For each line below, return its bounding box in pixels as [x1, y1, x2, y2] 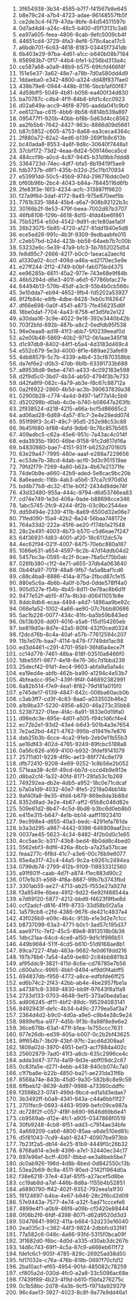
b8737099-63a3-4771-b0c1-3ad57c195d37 [18, 921, 127, 928]
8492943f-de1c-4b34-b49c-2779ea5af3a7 [18, 1005, 128, 1012]
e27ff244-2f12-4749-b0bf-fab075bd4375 [18, 263, 123, 270]
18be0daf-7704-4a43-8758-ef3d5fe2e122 [18, 308, 125, 315]
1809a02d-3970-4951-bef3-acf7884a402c [18, 1044, 127, 1051]
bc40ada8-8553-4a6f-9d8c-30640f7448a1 [18, 141, 128, 148]
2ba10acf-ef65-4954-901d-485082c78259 [18, 1263, 127, 1270]
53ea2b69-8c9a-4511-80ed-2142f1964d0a [18, 1166, 126, 1174]
